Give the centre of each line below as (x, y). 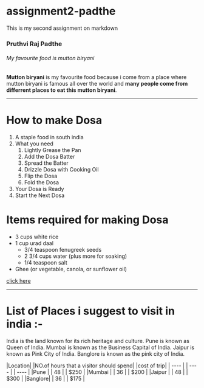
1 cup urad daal (34, 243)
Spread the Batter (46, 163)
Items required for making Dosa (87, 220)
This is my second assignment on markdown (62, 28)
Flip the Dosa (41, 176)
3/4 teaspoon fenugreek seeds (63, 249)
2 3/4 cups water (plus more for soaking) (76, 256)
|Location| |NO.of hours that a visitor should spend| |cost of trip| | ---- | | (97, 365)
